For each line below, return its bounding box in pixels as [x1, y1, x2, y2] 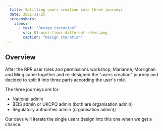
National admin [12, 96, 44, 102]
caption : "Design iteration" [23, 35, 83, 40]
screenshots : [9, 16, 37, 21]
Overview [5, 53, 36, 62]
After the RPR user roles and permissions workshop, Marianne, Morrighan [5, 66, 156, 72]
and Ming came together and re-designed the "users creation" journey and [5, 71, 159, 77]
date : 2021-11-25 [9, 12, 46, 17]
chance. [5, 121, 22, 127]
